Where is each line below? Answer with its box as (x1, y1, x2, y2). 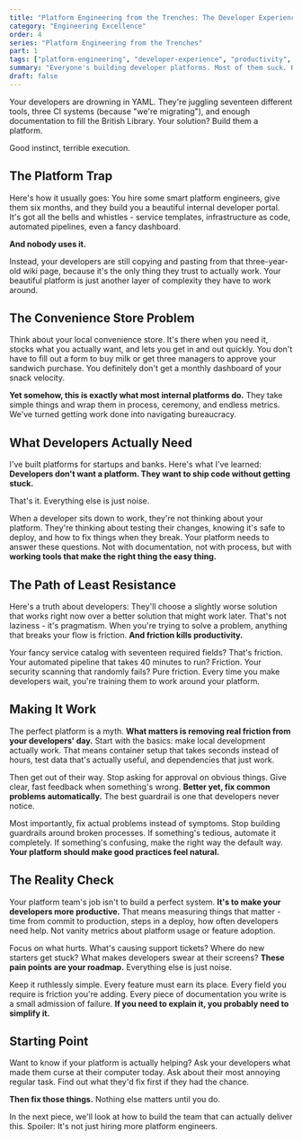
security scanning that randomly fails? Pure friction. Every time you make (9, 666, 280, 677)
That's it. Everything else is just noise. (9, 495, 150, 506)
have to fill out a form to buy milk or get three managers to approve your (9, 353, 277, 364)
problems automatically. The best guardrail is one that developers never (9, 790, 280, 801)
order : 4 (9, 30, 42, 39)
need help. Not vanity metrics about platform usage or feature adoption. (9, 925, 276, 936)
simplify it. (9, 1008, 50, 1019)
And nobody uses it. (9, 238, 87, 249)
